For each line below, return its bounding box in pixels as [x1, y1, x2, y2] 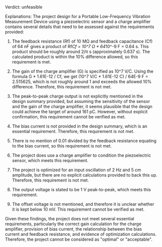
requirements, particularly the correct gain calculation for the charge [5, 221, 142, 227]
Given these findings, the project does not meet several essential [5, 216, 134, 221]
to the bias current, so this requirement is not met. [12, 143, 112, 148]
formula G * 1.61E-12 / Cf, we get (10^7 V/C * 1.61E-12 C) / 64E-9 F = [12, 74, 148, 79]
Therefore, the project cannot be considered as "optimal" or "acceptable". [5, 236, 153, 242]
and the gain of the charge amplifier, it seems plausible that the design [12, 104, 153, 109]
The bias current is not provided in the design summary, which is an [12, 123, 147, 129]
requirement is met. [12, 59, 51, 65]
